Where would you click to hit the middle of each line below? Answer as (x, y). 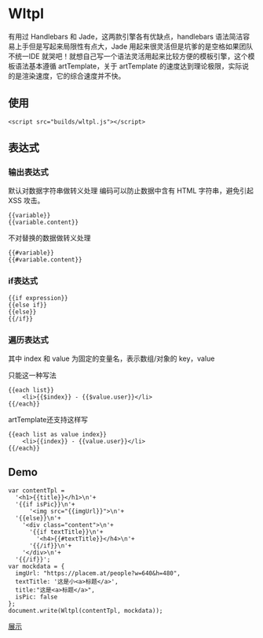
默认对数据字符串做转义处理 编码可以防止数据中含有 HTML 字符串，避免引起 (131, 191)
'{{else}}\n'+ (38, 518)
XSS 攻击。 (26, 201)
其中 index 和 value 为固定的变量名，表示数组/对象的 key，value (111, 358)
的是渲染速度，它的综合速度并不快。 (67, 76)
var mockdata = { (37, 566)
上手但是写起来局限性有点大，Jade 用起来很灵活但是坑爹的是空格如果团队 (134, 46)
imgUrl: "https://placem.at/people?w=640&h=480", (98, 573)
